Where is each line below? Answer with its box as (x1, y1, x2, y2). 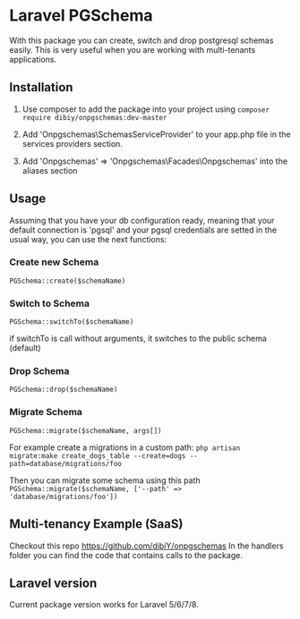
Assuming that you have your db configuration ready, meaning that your (9, 215, 275, 225)
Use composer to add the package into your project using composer (21, 104, 270, 114)
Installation (9, 80, 73, 95)
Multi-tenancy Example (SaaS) (9, 516, 184, 532)
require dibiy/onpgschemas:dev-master (21, 113, 167, 122)
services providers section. (21, 138, 124, 148)
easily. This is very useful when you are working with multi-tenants (9, 44, 256, 55)
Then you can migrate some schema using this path (9, 475, 201, 486)
